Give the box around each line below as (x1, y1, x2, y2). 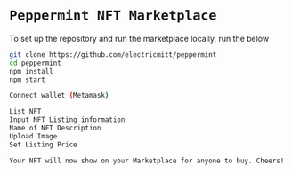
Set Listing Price (9, 140, 77, 149)
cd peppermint (9, 59, 62, 67)
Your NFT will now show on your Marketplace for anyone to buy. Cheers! (9, 156, 285, 165)
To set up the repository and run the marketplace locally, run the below (9, 33, 270, 43)
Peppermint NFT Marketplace (9, 7, 217, 24)
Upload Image (9, 131, 58, 140)
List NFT (9, 107, 42, 116)
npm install (9, 67, 53, 75)
